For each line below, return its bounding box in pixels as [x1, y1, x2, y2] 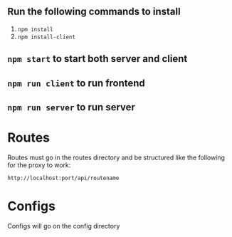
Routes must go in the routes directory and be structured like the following [7, 153, 226, 162]
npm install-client [17, 33, 76, 41]
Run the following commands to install [7, 6, 181, 18]
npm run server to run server [7, 101, 135, 113]
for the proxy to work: [7, 160, 71, 169]
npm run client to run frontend [7, 77, 146, 89]
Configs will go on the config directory [7, 221, 120, 230]
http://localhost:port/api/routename [7, 174, 120, 181]
